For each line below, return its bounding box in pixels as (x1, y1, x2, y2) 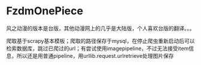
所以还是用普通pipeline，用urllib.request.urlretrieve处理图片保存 (16, 52, 175, 59)
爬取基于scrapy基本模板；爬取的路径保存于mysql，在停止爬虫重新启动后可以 (6, 37, 195, 44)
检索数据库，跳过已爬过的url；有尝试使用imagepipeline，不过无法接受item (6, 45, 189, 52)
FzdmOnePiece (6, 4, 84, 18)
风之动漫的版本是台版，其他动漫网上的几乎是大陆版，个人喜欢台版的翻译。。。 (6, 24, 195, 32)
